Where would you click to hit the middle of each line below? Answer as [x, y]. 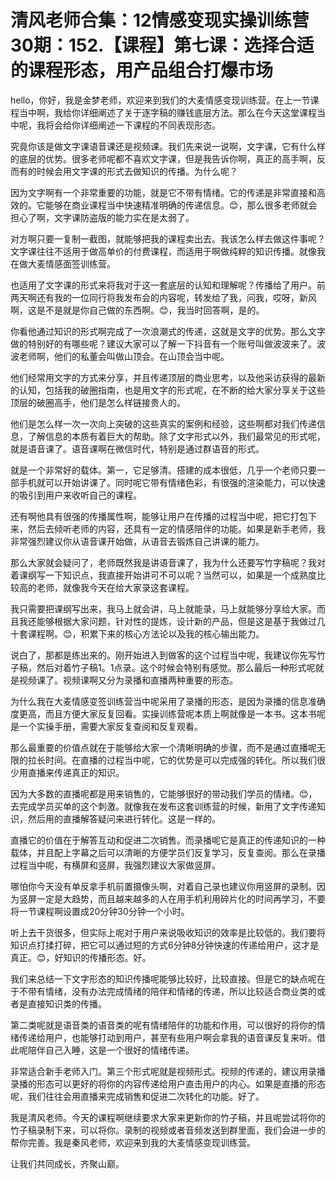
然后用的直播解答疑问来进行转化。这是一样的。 [124, 818]
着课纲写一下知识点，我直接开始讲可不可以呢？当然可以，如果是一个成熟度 [163, 575]
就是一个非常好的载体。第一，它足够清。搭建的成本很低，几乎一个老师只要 [163, 470]
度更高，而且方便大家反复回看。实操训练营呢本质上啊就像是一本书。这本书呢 [168, 713]
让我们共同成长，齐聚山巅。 [67, 1163]
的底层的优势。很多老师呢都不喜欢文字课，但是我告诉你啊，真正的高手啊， [163, 158]
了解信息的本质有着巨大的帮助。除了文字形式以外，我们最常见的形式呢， [176, 436]
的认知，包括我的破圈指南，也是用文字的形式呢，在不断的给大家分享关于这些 [168, 390]
